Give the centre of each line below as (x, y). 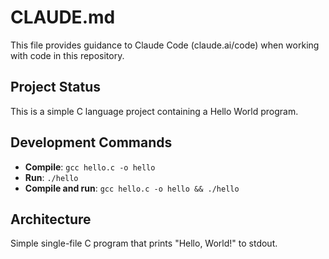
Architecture (51, 219)
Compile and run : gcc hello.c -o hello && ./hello (132, 188)
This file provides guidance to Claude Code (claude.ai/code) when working (165, 45)
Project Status (56, 87)
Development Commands (91, 142)
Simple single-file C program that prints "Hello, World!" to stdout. (144, 243)
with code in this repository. (67, 55)
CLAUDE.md (63, 17)
